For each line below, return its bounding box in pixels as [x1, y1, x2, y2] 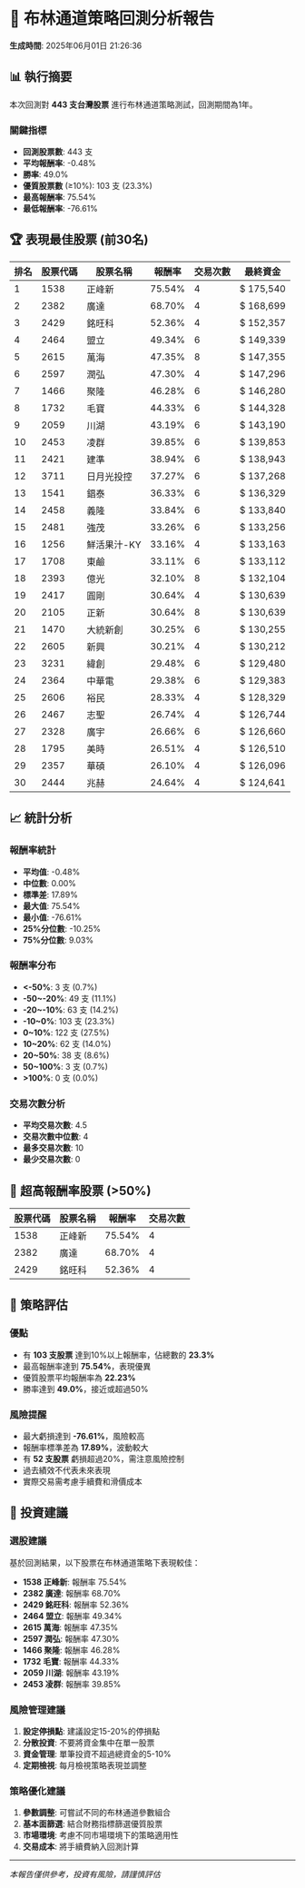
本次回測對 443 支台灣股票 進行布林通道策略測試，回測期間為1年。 [9, 99, 258, 110]
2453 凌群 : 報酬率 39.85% [22, 1678, 122, 1689]
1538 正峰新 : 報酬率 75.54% [22, 1577, 127, 1587]
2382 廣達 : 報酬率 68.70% [22, 1587, 121, 1598]
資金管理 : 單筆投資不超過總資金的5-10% [22, 1748, 172, 1759]
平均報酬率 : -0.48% [22, 158, 97, 169]
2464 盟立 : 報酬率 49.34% [22, 1610, 123, 1621]
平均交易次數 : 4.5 [22, 1120, 88, 1131]
